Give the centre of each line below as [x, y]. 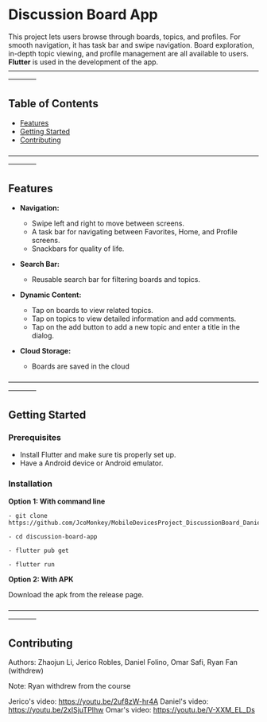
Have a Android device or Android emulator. [91, 463]
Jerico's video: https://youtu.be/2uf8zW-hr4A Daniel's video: [108, 701]
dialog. [43, 335]
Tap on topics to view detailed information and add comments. [134, 319]
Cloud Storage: [45, 350]
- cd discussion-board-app [53, 537]
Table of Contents [54, 104]
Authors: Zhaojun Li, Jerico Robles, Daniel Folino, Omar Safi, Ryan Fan [123, 662]
